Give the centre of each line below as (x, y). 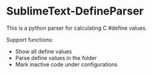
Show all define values (43, 51)
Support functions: (30, 39)
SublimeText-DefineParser (75, 11)
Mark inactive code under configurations (66, 64)
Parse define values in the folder (56, 58)
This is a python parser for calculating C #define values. (77, 28)
